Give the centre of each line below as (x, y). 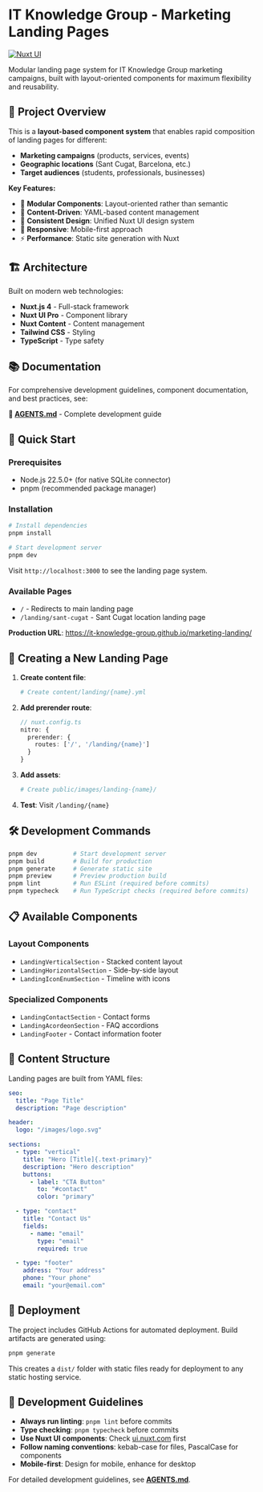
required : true (63, 1249)
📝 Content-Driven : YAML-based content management (109, 212)
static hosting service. (45, 1377)
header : (21, 1123)
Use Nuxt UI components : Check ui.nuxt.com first (103, 1438)
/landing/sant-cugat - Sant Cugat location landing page (113, 618)
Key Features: (32, 188)
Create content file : (53, 677)
